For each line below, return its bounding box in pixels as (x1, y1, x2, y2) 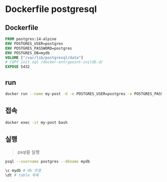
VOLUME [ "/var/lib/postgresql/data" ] (5, 55, 83, 60)
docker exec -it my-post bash (5, 120, 68, 125)
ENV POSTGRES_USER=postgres (5, 41, 64, 46)
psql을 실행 (17, 149, 40, 155)
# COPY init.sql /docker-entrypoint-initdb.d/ (5, 60, 103, 65)
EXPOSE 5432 (5, 64, 30, 69)
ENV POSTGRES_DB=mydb (5, 50, 50, 55)
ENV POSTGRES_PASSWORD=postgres (5, 46, 72, 51)
